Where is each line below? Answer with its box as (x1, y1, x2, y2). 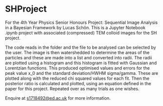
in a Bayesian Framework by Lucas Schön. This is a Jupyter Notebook (5, 24, 145, 30)
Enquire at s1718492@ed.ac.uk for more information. (5, 95, 111, 101)
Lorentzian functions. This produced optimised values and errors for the (5, 65, 150, 71)
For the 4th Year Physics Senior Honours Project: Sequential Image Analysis (5, 19, 158, 25)
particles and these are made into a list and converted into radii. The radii (5, 54, 152, 60)
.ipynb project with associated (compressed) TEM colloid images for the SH (5, 30, 157, 35)
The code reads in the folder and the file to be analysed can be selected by (5, 44, 156, 50)
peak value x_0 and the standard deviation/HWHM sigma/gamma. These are (5, 70, 159, 76)
